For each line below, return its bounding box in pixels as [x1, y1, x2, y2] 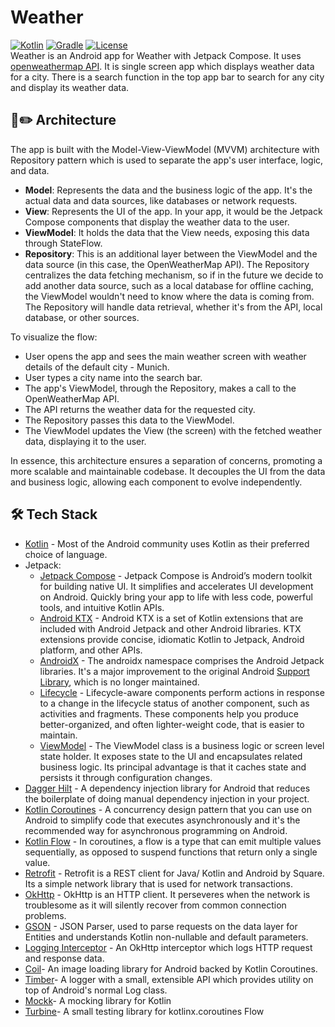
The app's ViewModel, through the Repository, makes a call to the [24, 382, 297, 394]
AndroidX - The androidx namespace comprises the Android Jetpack [39, 654, 325, 666]
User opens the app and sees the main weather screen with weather [24, 350, 307, 362]
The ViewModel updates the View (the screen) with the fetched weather [24, 424, 322, 436]
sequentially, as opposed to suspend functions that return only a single [24, 846, 318, 858]
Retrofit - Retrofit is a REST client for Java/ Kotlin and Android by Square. [24, 867, 325, 879]
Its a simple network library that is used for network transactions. [24, 877, 294, 890]
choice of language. [24, 548, 108, 560]
